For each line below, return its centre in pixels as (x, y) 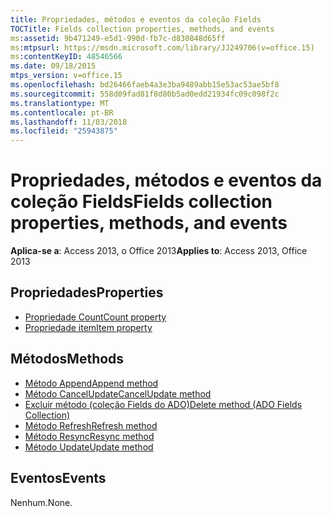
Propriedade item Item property (88, 327)
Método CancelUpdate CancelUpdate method (118, 393)
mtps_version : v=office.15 (66, 76)
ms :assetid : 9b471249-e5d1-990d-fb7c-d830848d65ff (118, 38)
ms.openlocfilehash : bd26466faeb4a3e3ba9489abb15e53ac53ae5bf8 (145, 85)
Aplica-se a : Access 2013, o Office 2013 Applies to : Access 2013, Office (159, 251)
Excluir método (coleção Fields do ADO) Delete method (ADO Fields (163, 404)
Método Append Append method (91, 383)
